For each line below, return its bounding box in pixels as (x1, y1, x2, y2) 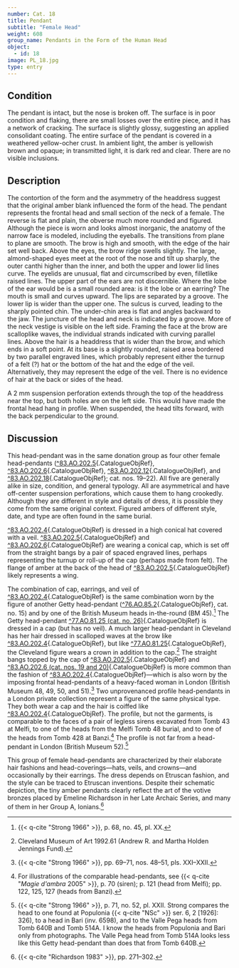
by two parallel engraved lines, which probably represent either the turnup (7, 353, 225, 361)
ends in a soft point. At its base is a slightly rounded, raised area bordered (7, 345, 224, 353)
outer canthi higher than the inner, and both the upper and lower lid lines (7, 261, 219, 271)
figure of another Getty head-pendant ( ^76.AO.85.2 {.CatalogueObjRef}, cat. (7, 600, 229, 609)
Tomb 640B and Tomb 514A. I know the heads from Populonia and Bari (17, 924, 226, 932)
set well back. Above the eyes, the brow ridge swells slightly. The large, (7, 246, 217, 255)
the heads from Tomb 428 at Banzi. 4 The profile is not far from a (7, 732, 196, 741)
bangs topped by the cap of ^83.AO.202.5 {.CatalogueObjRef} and (7, 655, 200, 664)
